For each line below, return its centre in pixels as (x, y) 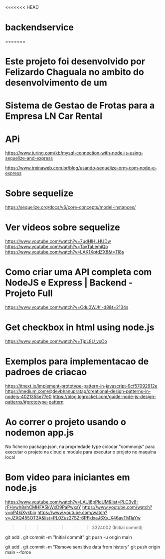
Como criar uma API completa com (79, 272)
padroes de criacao (46, 372)
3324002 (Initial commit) (117, 527)
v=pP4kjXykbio (21, 512)
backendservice (39, 27)
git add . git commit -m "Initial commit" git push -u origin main (69, 537)
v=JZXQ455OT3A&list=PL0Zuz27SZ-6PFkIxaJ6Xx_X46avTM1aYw (73, 517)
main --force (18, 552)
